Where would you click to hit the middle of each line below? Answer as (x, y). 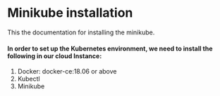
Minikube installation (70, 13)
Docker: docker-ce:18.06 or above (67, 71)
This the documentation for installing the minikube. (81, 32)
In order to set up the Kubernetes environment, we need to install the (110, 48)
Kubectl (29, 79)
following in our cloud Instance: (55, 56)
